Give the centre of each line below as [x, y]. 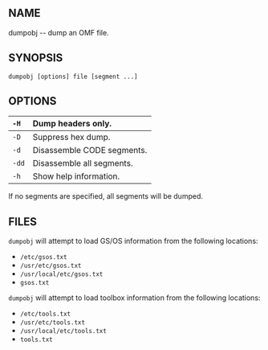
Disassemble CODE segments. [90, 150]
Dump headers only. [72, 124]
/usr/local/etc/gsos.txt [61, 274]
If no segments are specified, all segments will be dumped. [106, 196]
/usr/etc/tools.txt [53, 323]
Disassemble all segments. [83, 163]
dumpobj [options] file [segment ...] [73, 76]
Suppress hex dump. [71, 138]
